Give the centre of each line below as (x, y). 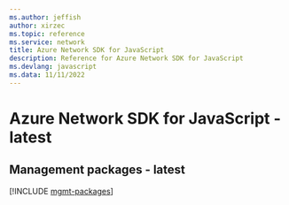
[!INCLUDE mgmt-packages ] (61, 191)
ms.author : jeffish (45, 17)
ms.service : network (47, 42)
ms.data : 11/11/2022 (47, 75)
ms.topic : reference (47, 34)
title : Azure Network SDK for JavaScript (87, 50)
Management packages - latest (98, 170)
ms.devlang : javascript (53, 67)
